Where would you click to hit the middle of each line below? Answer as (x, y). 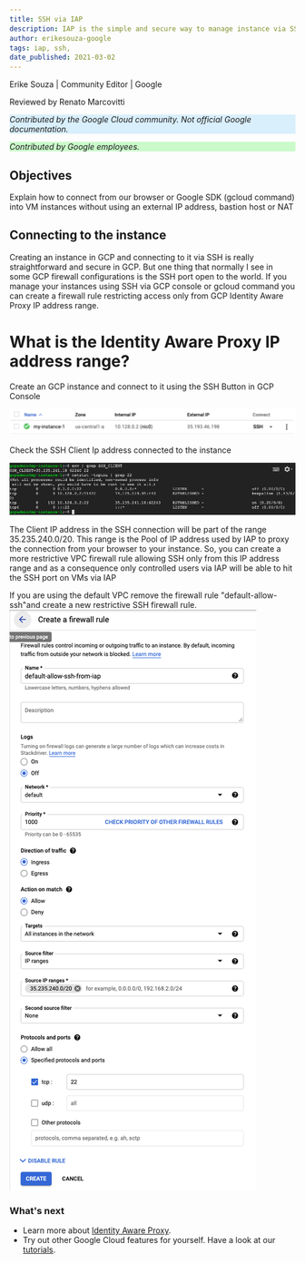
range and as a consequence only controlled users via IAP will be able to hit (151, 568)
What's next (37, 1210)
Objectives (41, 176)
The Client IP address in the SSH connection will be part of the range (138, 530)
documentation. (39, 129)
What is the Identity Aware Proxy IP (145, 342)
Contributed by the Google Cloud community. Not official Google (130, 120)
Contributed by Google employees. (75, 147)
